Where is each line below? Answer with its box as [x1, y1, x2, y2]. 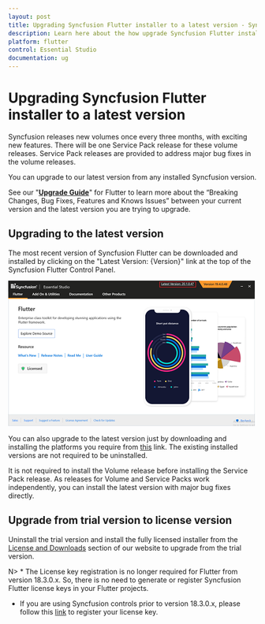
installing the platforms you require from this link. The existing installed [8, 442, 238, 451]
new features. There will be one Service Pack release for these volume [8, 140, 238, 150]
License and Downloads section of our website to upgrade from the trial [8, 543, 242, 552]
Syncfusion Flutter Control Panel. [8, 265, 116, 274]
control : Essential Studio [8, 46, 97, 54]
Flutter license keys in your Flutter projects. [8, 583, 149, 592]
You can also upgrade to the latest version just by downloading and [8, 433, 227, 443]
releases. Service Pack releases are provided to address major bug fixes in [8, 148, 252, 158]
